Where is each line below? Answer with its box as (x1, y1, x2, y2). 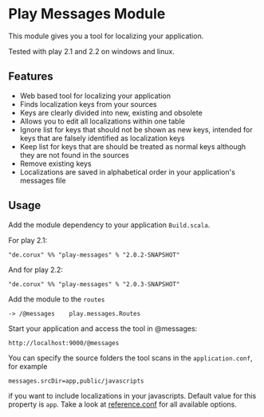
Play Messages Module (8, 5, 166, 23)
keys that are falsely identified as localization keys (19, 133, 185, 143)
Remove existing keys (19, 159, 92, 168)
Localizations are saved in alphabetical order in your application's (19, 167, 235, 176)
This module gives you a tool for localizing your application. (8, 31, 204, 41)
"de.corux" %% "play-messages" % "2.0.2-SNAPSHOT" (8, 250, 180, 259)
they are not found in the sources (19, 150, 129, 159)
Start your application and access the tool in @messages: (8, 324, 198, 333)
